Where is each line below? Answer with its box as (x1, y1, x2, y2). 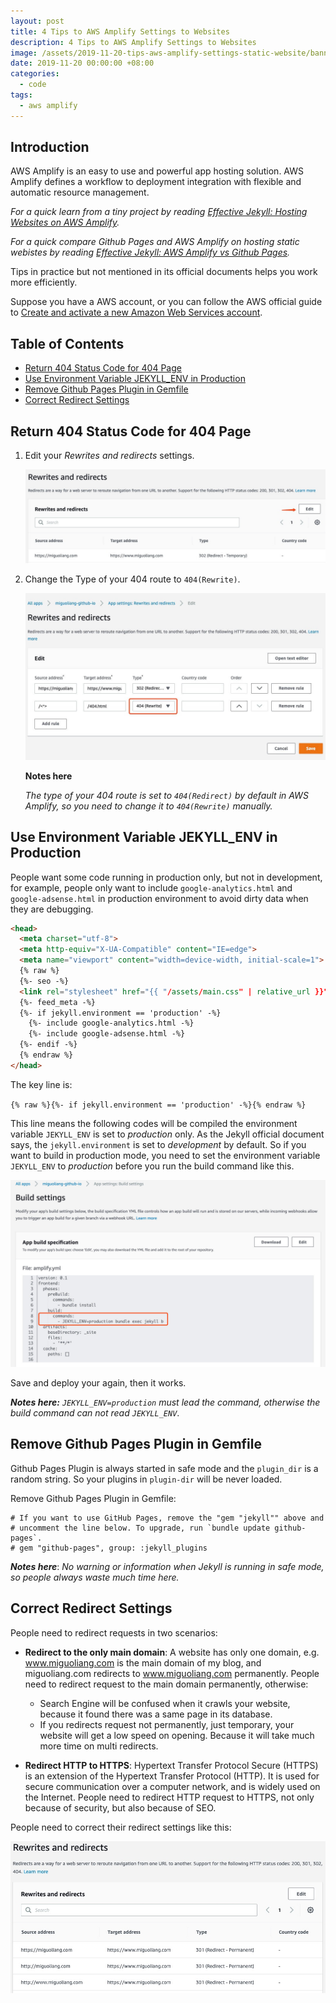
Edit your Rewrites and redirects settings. (24, 450, 195, 462)
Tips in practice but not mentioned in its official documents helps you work (10, 266, 318, 278)
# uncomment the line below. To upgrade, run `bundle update (10, 1523, 271, 1533)
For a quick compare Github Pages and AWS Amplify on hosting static (10, 236, 300, 248)
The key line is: (10, 1078, 73, 1090)
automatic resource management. (10, 186, 150, 199)
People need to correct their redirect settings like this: (10, 1821, 232, 1833)
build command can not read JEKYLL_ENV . (10, 1407, 180, 1419)
